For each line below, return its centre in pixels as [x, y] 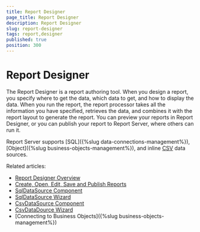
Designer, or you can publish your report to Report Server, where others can [100, 123]
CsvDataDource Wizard [44, 209]
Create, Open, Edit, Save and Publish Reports [71, 184]
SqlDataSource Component [49, 191]
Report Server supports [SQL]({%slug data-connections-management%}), [98, 141]
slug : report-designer [34, 29]
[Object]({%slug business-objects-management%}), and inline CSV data [96, 148]
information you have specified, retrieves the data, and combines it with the [99, 111]
